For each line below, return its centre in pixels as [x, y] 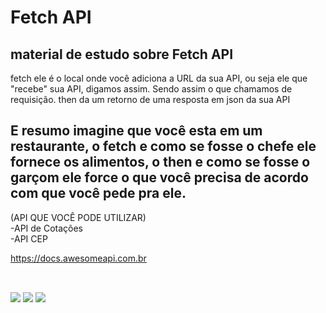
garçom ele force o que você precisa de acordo [159, 177]
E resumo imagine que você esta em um [136, 131]
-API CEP [29, 238]
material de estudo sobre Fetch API [122, 54]
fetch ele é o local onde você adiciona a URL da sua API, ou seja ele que [159, 78]
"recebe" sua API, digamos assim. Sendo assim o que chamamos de [151, 89]
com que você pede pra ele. [98, 193]
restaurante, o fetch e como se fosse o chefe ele [163, 146]
